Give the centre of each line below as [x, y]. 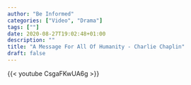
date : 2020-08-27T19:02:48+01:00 [57, 34]
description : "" [31, 40]
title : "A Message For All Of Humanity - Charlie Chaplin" [96, 47]
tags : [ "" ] [23, 27]
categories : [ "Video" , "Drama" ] [55, 21]
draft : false [27, 54]
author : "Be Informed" [41, 14]
